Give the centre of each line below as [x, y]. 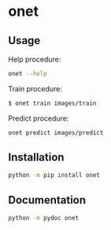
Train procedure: [35, 88]
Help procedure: [35, 59]
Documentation [47, 200]
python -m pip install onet [54, 176]
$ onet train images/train [52, 103]
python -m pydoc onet [44, 218]
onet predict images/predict [56, 132]
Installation [36, 157]
